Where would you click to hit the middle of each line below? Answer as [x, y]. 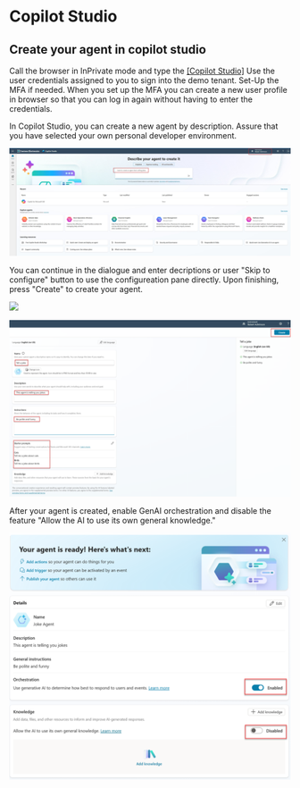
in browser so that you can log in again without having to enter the [131, 99]
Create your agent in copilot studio [108, 50]
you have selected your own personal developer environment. [123, 135]
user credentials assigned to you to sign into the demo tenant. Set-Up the [144, 80]
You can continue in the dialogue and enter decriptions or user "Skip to [140, 270]
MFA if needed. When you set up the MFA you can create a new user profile [149, 90]
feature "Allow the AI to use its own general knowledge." [112, 520]
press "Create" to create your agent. [76, 289]
